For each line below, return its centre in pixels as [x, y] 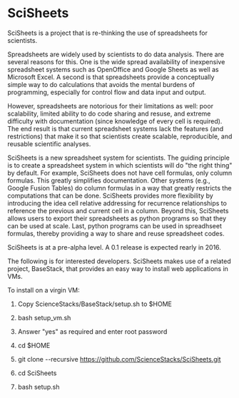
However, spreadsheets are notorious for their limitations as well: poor [111, 106]
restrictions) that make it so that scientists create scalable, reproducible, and [120, 136]
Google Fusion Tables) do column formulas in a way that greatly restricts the [119, 188]
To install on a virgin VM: [44, 290]
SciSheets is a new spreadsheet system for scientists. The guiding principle [118, 158]
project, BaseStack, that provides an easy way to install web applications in [118, 268]
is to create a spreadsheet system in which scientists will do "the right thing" [120, 165]
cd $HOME [34, 345]
